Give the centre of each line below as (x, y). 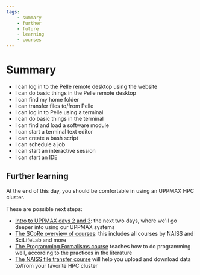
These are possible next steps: (44, 209)
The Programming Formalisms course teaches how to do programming (103, 246)
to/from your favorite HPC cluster (56, 265)
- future (28, 29)
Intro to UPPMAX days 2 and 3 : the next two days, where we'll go (96, 221)
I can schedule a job (40, 144)
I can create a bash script (46, 138)
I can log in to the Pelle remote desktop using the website (86, 86)
